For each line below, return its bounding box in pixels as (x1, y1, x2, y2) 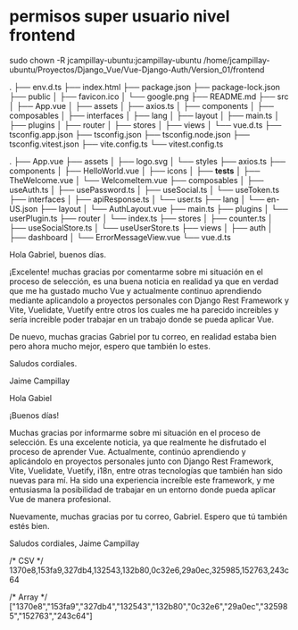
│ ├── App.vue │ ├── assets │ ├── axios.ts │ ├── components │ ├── (9, 100, 275, 111)
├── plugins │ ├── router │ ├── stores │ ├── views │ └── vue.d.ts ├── (9, 119, 282, 130)
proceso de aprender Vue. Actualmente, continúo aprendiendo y (9, 446, 247, 457)
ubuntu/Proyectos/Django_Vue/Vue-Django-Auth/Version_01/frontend (9, 64, 265, 75)
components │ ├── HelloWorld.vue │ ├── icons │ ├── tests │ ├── (9, 165, 261, 176)
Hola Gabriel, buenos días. (9, 248, 107, 260)
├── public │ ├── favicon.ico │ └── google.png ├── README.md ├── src (9, 91, 289, 102)
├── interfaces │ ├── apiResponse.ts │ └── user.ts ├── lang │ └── (9, 194, 265, 205)
